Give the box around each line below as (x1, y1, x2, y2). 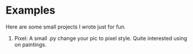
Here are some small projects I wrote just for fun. (5, 23, 126, 30)
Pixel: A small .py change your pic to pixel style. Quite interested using (14, 34, 188, 42)
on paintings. (14, 41, 47, 48)
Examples (5, 4, 56, 17)
